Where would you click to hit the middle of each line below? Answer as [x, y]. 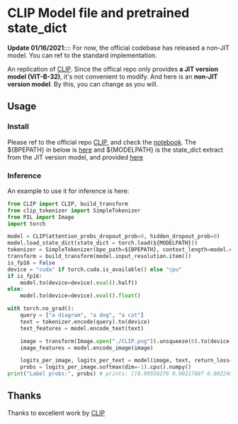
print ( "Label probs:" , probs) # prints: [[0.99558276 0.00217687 [106, 374]
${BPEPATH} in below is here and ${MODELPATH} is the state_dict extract [115, 150]
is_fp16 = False [31, 263]
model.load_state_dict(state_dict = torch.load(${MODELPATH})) [103, 243]
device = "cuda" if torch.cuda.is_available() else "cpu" [95, 269]
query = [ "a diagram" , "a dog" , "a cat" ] [82, 316]
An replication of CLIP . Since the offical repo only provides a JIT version [113, 69]
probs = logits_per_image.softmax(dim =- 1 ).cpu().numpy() [106, 367]
